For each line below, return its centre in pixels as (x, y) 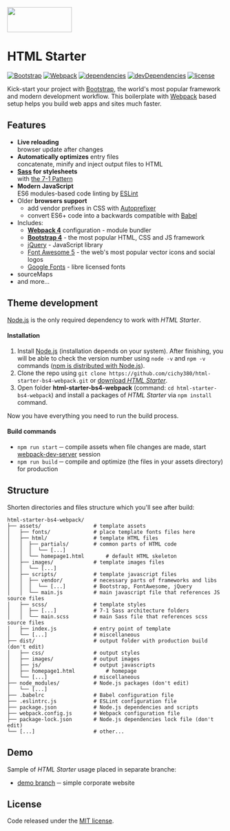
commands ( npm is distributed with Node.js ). (81, 365)
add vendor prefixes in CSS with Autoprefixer (92, 208)
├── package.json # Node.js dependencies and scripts (103, 707)
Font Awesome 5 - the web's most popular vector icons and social (121, 252)
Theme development (53, 303)
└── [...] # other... (66, 732)
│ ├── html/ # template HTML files (83, 538)
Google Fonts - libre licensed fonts (76, 267)
